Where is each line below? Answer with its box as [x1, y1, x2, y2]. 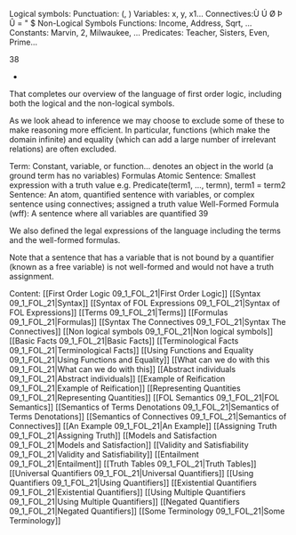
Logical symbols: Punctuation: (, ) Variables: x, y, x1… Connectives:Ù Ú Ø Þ [9, 9, 283, 19]
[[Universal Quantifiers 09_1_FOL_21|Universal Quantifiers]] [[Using [9, 468, 254, 478]
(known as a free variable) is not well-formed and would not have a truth [9, 262, 274, 272]
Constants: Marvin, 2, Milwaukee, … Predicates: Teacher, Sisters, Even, [9, 28, 270, 37]
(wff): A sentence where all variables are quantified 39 [9, 208, 209, 218]
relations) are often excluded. [9, 143, 117, 154]
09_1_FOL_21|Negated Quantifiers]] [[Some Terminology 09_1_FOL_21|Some [9, 506, 285, 516]
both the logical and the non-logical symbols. [9, 98, 175, 109]
